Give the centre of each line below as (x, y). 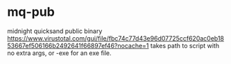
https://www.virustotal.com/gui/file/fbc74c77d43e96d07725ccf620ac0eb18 (115, 38)
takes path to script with (185, 45)
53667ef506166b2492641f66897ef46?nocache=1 (78, 45)
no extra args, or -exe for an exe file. (60, 53)
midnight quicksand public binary (55, 31)
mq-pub (31, 12)
